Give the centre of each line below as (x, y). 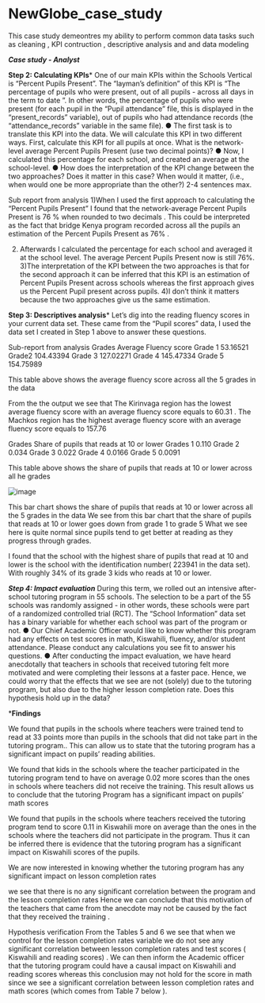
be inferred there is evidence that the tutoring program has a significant (125, 844)
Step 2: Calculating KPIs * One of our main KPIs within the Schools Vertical (130, 75)
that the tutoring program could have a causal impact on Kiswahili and (122, 966)
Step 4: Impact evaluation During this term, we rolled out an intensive (123, 588)
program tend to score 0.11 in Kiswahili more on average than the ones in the (132, 827)
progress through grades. (50, 540)
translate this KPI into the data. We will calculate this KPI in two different (125, 134)
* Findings (25, 713)
